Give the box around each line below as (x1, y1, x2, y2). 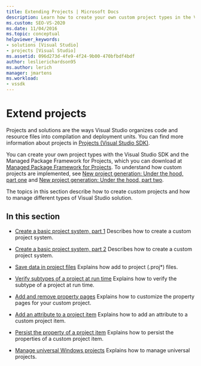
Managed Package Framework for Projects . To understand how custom (6, 163, 182, 170)
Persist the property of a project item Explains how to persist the (14, 328, 174, 335)
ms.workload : (6, 75, 39, 81)
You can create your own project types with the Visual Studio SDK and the (6, 151, 189, 158)
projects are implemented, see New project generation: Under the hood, (6, 170, 184, 177)
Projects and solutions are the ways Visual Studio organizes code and (6, 126, 178, 133)
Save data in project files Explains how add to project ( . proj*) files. (14, 263, 178, 270)
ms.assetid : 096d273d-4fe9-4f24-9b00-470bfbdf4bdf (6, 53, 135, 59)
